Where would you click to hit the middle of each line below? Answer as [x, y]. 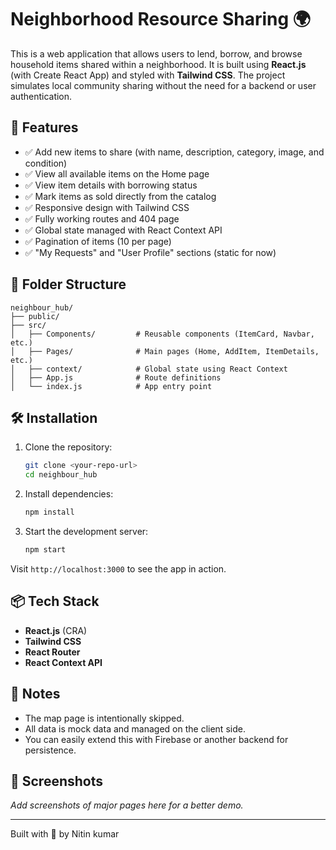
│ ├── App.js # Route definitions [116, 377]
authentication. [41, 96]
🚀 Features [44, 127]
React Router [52, 652]
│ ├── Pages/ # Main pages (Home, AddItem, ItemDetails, [165, 351]
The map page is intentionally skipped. [104, 718]
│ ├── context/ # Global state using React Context [149, 369]
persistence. [50, 750]
